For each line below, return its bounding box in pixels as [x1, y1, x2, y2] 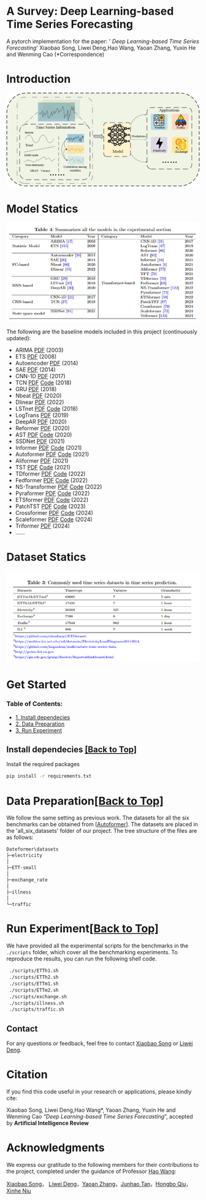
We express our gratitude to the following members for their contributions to [6, 1161, 199, 1169]
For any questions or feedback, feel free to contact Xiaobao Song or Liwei [6, 1040, 193, 1047]
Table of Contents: [6, 700, 63, 708]
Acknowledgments [6, 1141, 105, 1155]
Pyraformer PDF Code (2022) [15, 489, 90, 497]
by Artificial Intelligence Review [6, 1120, 89, 1127]
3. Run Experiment [15, 726, 63, 734]
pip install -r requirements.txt [6, 773, 92, 780]
